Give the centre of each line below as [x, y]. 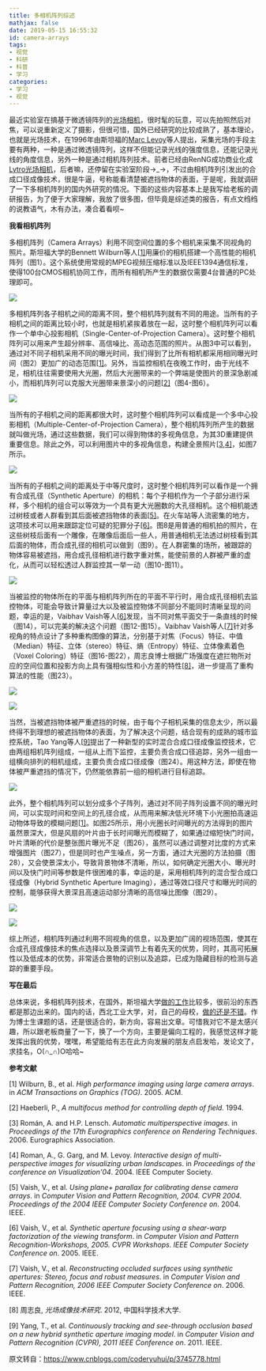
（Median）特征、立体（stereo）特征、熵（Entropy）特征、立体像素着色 [127, 646]
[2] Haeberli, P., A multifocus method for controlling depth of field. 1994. [126, 1108]
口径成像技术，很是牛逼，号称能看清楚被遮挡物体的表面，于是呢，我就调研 [137, 180]
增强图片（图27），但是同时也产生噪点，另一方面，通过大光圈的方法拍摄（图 [132, 853]
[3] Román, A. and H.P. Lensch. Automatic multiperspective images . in [123, 1123]
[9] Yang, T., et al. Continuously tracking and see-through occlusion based [131, 1326]
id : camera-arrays [39, 38]
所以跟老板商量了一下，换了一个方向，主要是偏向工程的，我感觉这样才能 [140, 1032]
